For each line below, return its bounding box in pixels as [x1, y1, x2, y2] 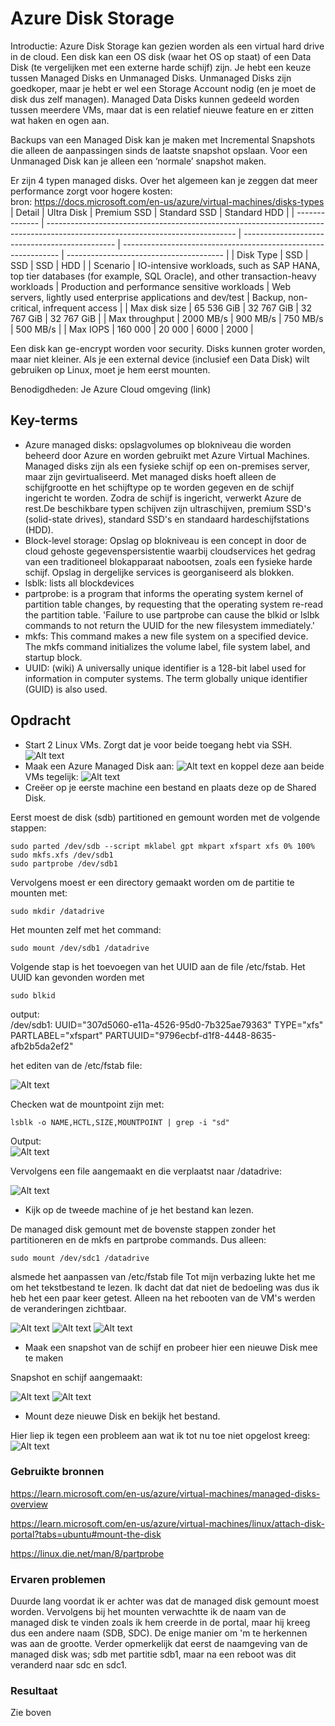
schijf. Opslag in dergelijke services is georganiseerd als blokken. [24, 566, 295, 578]
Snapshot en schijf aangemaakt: [10, 1371, 143, 1383]
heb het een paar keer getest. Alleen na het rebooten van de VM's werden [10, 1292, 316, 1304]
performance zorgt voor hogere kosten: [10, 185, 173, 197]
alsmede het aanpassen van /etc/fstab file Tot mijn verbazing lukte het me [10, 1270, 316, 1282]
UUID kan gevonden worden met [10, 971, 145, 983]
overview [10, 1498, 48, 1510]
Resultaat [10, 1684, 58, 1698]
